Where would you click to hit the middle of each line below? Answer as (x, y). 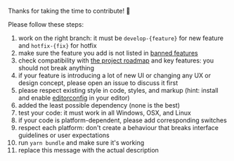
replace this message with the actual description (88, 150)
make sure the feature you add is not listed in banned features (108, 53)
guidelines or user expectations (64, 135)
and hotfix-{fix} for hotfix (57, 45)
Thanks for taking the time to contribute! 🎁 (69, 11)
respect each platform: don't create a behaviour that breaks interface (118, 128)
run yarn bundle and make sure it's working (81, 143)
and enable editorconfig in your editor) (74, 98)
